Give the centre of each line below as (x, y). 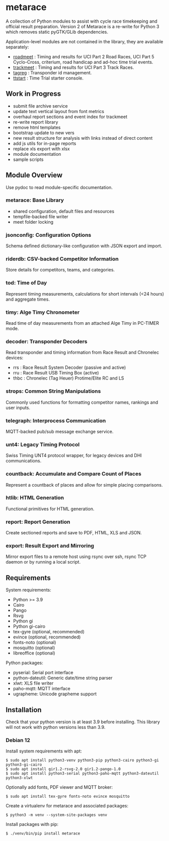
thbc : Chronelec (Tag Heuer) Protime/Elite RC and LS (69, 378)
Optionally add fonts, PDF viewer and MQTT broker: (59, 787)
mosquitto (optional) (34, 648)
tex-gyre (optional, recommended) (49, 632)
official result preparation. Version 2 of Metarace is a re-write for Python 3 (82, 26)
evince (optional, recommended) (47, 637)
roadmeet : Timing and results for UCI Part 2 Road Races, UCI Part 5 (84, 56)
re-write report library (35, 122)
